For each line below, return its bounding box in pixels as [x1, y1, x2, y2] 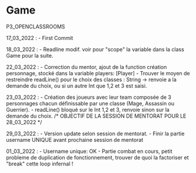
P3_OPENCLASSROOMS [6, 23, 65, 30]
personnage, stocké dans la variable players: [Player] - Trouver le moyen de [6, 69, 190, 76]
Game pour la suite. [6, 52, 54, 59]
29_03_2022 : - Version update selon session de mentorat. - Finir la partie [6, 130, 185, 137]
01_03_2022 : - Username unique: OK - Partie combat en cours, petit [6, 148, 172, 155]
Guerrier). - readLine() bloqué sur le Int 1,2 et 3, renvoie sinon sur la [6, 106, 170, 113]
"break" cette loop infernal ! [6, 160, 74, 167]
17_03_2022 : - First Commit [6, 34, 74, 41]
